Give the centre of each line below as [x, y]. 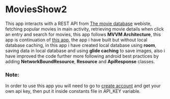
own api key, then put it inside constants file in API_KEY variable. [73, 91]
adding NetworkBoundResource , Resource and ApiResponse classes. [80, 61]
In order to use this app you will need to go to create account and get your [83, 86]
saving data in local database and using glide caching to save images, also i [85, 51]
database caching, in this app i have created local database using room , [81, 45]
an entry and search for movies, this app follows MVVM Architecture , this [83, 34]
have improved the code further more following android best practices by [82, 56]
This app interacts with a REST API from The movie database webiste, [78, 23]
